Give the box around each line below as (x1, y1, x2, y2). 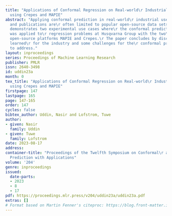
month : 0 (5, 74, 24, 79)
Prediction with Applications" (10, 155, 77, 160)
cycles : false (5, 107, 36, 113)
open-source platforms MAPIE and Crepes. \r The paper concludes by (10, 36, 157, 41)
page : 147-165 (5, 98, 36, 103)
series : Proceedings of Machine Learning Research (5, 55, 116, 60)
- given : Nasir (5, 121, 38, 127)
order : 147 (5, 103, 29, 108)
